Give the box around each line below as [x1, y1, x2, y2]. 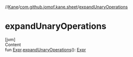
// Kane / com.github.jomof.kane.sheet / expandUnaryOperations [5, 4, 128, 10]
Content [5, 42, 21, 47]
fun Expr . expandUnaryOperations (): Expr [5, 46, 86, 52]
